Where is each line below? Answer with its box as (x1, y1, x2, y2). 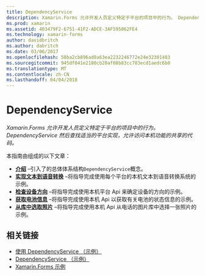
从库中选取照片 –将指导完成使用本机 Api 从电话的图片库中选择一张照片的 (15, 203, 197, 211)
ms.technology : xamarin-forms (6, 32, 84, 38)
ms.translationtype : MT (6, 65, 67, 72)
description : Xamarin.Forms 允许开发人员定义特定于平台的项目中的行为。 (6, 15, 176, 21)
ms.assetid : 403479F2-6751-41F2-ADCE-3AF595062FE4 (6, 26, 138, 32)
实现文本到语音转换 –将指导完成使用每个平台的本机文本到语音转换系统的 (15, 173, 196, 180)
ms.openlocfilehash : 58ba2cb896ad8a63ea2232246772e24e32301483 (6, 54, 171, 60)
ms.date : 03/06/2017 (6, 49, 59, 55)
